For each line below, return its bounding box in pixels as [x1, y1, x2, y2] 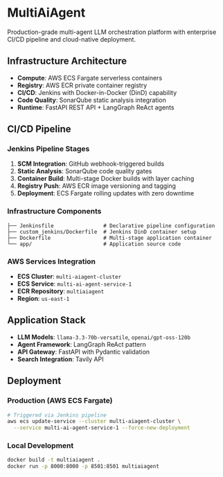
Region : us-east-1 [17, 295, 70, 303]
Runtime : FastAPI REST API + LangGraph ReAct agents [17, 103, 175, 112]
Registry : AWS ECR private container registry [17, 81, 148, 89]
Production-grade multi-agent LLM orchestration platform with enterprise [7, 28, 217, 36]
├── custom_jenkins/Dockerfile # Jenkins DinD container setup [7, 228, 197, 235]
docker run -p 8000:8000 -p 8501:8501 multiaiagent [7, 463, 159, 470]
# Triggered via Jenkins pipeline [7, 411, 107, 419]
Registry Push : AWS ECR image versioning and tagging [17, 182, 177, 190]
